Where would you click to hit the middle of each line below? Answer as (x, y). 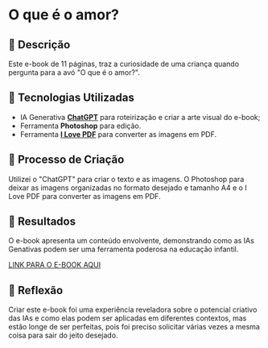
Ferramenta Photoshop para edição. (80, 126)
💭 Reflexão (36, 290)
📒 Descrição (39, 45)
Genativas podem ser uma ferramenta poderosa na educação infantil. (124, 249)
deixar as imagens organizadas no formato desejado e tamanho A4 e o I (128, 188)
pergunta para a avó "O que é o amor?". (74, 72)
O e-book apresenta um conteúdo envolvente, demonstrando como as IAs (132, 241)
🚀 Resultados (42, 222)
